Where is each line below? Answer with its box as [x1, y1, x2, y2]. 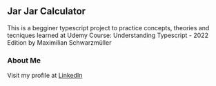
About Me [7, 55, 41, 65]
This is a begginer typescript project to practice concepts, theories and [7, 23, 210, 32]
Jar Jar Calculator [7, 6, 86, 17]
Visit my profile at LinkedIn [7, 72, 83, 80]
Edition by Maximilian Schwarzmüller [7, 38, 112, 47]
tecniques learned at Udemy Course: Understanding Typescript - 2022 [7, 31, 209, 39]
